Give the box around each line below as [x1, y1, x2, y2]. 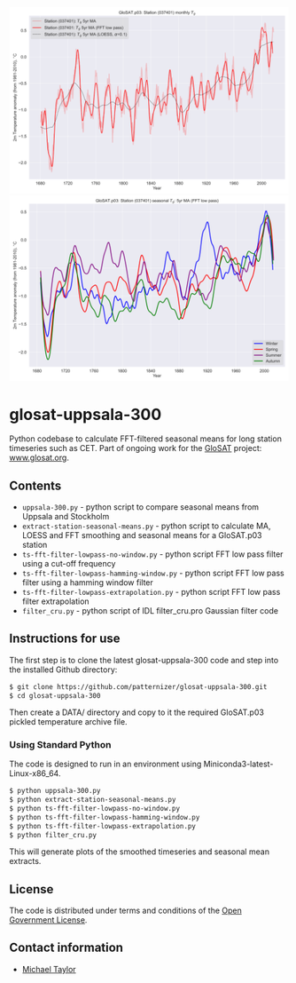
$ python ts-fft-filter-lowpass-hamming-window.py [9, 813, 200, 822]
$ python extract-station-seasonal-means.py [9, 796, 176, 805]
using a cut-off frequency [21, 559, 116, 569]
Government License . [9, 915, 88, 925]
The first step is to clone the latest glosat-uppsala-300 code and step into [9, 654, 279, 665]
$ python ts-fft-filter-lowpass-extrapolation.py [9, 822, 197, 831]
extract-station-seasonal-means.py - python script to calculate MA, [21, 520, 272, 531]
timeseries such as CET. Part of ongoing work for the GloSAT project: [9, 443, 262, 454]
